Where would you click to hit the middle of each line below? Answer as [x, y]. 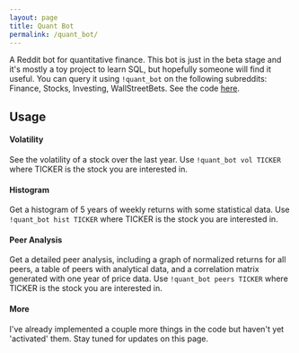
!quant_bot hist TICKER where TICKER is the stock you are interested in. [144, 219]
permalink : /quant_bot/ [54, 34]
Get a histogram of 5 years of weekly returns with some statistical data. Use [149, 210]
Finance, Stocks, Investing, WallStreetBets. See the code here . [125, 88]
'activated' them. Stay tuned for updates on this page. [109, 339]
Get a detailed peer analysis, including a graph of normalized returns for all [148, 260]
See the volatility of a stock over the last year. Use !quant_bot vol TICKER [145, 159]
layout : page [34, 18]
